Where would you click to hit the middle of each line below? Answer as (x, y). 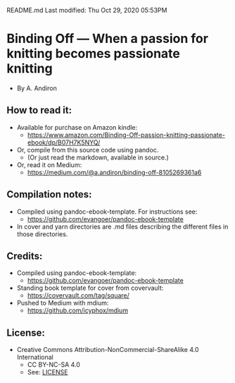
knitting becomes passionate (93, 54)
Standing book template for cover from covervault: (90, 288)
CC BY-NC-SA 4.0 (53, 365)
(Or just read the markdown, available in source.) (98, 157)
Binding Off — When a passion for (108, 39)
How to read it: (39, 110)
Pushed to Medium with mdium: (63, 303)
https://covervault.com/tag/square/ (78, 296)
